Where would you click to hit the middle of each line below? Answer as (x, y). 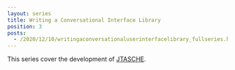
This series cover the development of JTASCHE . (77, 59)
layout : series (29, 14)
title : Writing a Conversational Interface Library (84, 20)
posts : (17, 33)
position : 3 (24, 26)
